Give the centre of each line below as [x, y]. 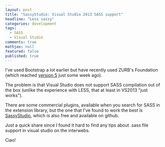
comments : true [21, 42]
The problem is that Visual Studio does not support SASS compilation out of [83, 85]
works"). [14, 95]
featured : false [22, 51]
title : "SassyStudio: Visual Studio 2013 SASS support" [64, 14]
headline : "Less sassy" [30, 19]
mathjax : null [20, 47]
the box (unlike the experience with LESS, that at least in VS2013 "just [77, 90]
